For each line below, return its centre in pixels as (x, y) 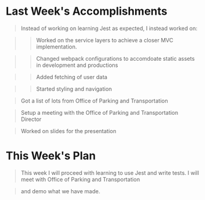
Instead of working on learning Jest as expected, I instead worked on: (109, 28)
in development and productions (77, 65)
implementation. (56, 47)
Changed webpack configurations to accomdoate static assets (115, 58)
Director (31, 119)
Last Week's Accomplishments (87, 11)
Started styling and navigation (74, 89)
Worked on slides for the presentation (68, 131)
